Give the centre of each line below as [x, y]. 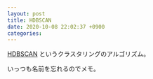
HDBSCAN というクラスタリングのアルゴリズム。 [79, 54]
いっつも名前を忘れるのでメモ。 [53, 69]
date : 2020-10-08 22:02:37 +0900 [56, 27]
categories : [25, 33]
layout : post [26, 14]
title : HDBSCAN [29, 20]
